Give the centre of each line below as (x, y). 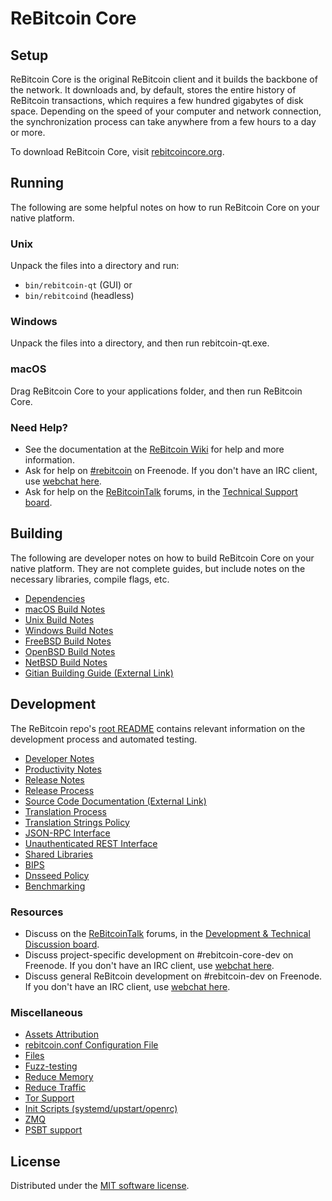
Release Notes (54, 779)
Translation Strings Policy (77, 822)
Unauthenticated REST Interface (91, 843)
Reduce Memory (59, 1077)
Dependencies (55, 598)
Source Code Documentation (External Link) (115, 801)
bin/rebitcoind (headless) (79, 296)
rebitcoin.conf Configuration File (91, 1045)
